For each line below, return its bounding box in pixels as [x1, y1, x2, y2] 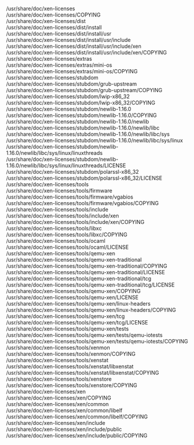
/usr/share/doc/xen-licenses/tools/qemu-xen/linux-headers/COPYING [6, 307, 176, 313]
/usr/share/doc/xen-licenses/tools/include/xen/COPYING [6, 219, 144, 225]
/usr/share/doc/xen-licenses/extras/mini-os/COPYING [6, 68, 138, 74]
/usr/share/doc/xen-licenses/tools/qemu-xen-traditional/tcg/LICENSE [6, 281, 175, 288]
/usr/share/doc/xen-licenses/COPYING [6, 11, 101, 18]
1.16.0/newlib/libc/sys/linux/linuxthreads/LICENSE [6, 162, 126, 169]
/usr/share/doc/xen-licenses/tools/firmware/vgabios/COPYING [6, 200, 159, 206]
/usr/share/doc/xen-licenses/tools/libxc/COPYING [6, 231, 128, 238]
